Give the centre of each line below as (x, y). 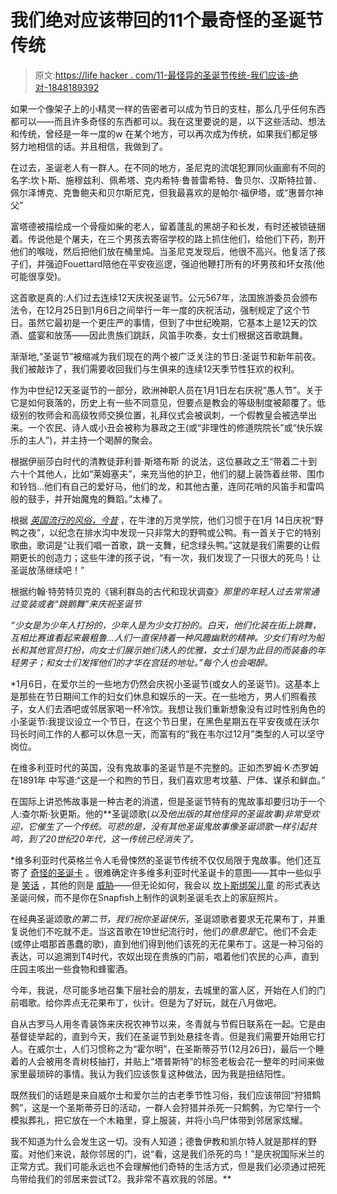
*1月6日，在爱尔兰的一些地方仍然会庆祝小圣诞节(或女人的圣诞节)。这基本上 (165, 683)
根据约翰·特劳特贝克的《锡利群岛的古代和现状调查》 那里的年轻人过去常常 (161, 591)
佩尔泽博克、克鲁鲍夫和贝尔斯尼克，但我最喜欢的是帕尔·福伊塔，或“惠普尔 (162, 192)
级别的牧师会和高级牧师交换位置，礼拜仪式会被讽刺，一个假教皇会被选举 (159, 415)
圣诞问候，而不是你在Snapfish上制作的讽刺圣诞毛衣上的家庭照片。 (146, 897)
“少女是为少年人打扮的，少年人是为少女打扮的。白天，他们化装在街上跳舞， (166, 625)
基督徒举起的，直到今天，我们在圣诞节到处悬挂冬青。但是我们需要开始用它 (163, 1036)
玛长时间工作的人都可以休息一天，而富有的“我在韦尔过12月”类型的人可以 (159, 733)
